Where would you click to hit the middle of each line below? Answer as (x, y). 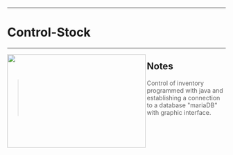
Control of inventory (175, 83)
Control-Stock (49, 33)
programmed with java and (185, 90)
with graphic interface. (179, 112)
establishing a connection (183, 98)
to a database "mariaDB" (182, 105)
